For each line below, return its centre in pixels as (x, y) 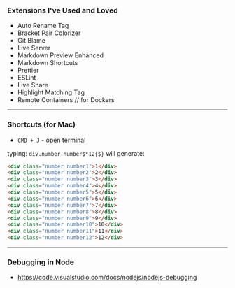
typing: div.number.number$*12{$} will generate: (76, 153)
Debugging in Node (41, 262)
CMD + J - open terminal (51, 140)
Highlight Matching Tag (51, 92)
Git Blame (31, 41)
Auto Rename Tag (43, 26)
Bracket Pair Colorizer (49, 33)
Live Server (34, 48)
